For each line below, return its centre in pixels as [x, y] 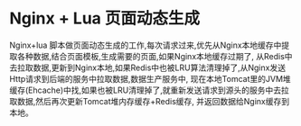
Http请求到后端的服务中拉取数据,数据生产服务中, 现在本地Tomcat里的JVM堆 [150, 78]
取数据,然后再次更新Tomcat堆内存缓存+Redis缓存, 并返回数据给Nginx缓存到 [150, 101]
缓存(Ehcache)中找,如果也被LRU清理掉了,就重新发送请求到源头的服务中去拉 [149, 90]
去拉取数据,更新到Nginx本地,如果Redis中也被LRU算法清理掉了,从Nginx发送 [148, 67]
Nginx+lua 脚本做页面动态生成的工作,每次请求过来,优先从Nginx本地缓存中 [146, 45]
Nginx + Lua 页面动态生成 [105, 18]
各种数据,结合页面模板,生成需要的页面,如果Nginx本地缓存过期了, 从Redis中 [155, 56]
